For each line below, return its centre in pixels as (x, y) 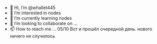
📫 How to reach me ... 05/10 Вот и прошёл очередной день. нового (81, 29)
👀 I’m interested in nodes (35, 13)
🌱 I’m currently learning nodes (41, 18)
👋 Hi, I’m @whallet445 (33, 8)
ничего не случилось (32, 36)
